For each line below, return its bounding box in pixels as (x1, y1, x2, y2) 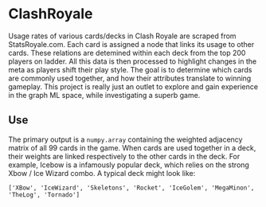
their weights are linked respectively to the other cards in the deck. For (8, 151, 241, 161)
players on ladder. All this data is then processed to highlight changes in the (8, 57, 257, 66)
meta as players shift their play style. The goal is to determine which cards (8, 64, 252, 74)
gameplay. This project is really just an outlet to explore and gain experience (8, 81, 259, 92)
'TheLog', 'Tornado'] (8, 190, 80, 199)
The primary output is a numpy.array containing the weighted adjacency (8, 135, 243, 144)
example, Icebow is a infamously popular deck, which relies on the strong (8, 160, 249, 170)
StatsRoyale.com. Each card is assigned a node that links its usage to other (8, 39, 255, 49)
